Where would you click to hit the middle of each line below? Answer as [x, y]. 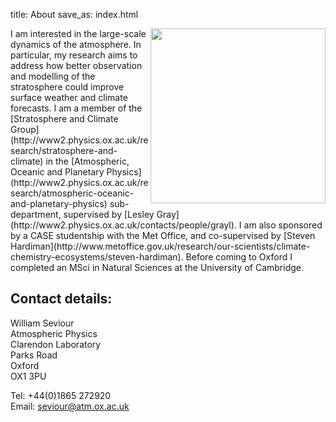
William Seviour [42, 323]
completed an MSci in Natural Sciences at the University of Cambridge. [157, 267]
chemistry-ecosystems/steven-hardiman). [97, 257]
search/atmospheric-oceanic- [72, 193]
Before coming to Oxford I [239, 257]
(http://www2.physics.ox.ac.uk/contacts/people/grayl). [123, 225]
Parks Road [34, 355]
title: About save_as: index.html [74, 14]
